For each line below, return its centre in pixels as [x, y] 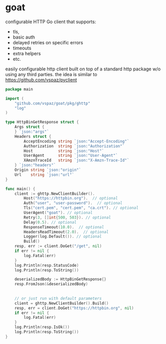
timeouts [22, 48]
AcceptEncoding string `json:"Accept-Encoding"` [77, 141]
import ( [15, 98]
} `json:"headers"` [35, 165]
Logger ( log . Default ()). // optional [63, 237]
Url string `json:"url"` [44, 175]
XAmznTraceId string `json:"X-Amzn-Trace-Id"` [77, 160]
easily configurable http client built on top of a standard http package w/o [83, 69]
